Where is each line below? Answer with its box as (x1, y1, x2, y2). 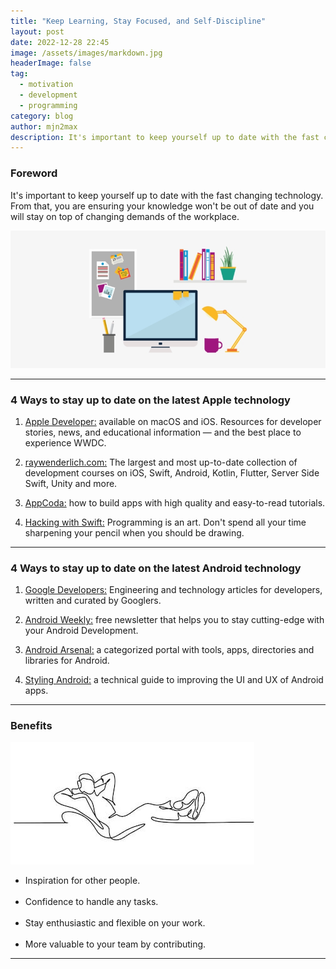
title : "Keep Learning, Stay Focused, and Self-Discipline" (10, 16, 267, 26)
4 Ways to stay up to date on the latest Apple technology (10, 393, 291, 407)
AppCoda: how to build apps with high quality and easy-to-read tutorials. (24, 496, 326, 509)
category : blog (10, 111, 74, 121)
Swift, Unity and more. (24, 477, 118, 489)
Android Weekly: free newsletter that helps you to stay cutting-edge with (24, 614, 325, 626)
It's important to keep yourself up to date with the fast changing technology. (10, 189, 324, 201)
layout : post (10, 26, 65, 37)
